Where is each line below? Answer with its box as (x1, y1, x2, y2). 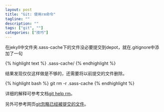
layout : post (5, 7, 32, 12)
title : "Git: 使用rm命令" (5, 12, 56, 17)
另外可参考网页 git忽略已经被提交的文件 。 (5, 101, 89, 107)
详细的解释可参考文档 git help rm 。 (5, 91, 76, 96)
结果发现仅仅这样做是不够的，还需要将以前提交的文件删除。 (5, 71, 127, 76)
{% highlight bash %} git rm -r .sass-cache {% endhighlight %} (5, 80, 135, 86)
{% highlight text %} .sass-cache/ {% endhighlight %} (5, 60, 116, 66)
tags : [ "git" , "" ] (5, 26, 43, 31)
